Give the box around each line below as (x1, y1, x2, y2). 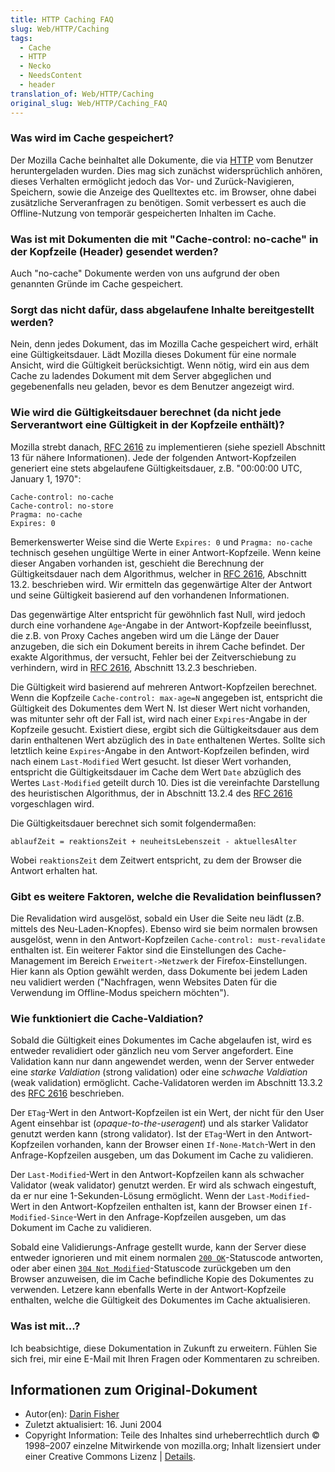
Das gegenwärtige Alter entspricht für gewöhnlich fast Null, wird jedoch (10, 608, 306, 620)
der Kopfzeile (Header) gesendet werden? (10, 244, 219, 258)
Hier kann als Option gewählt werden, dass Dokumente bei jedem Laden (10, 965, 308, 977)
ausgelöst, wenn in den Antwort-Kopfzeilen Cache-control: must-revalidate (10, 933, 326, 945)
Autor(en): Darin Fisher (24, 1408, 120, 1420)
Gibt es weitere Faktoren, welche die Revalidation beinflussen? (10, 889, 322, 903)
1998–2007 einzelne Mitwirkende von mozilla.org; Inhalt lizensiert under (24, 1440, 322, 1452)
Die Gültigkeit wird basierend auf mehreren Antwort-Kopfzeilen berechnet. (10, 681, 318, 693)
